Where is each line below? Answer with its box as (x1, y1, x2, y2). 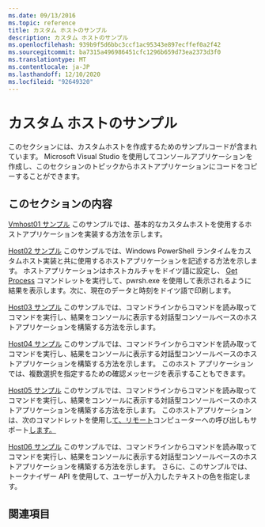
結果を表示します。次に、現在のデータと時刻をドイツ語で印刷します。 (8, 286, 236, 295)
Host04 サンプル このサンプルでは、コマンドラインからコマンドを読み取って (8, 339, 257, 349)
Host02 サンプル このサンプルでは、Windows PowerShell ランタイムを (8, 246, 238, 256)
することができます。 (14, 172, 85, 181)
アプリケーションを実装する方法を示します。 (21, 229, 168, 239)
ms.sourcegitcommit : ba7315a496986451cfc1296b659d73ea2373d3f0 (8, 48, 221, 56)
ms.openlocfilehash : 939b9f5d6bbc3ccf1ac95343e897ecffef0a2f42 (8, 41, 221, 49)
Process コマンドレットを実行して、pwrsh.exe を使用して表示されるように (8, 276, 252, 286)
